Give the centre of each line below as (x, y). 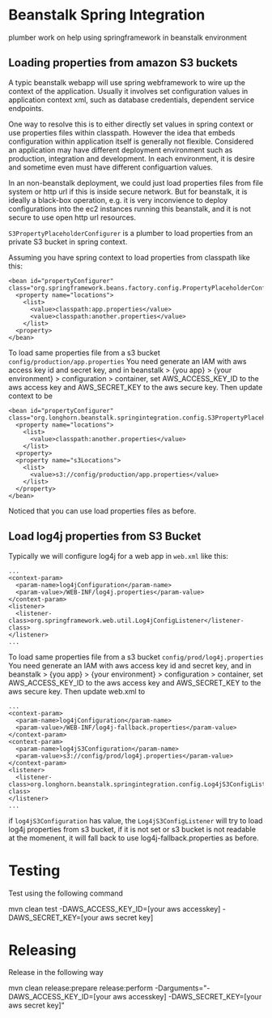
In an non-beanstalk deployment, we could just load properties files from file (136, 183)
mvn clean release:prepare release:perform (81, 988)
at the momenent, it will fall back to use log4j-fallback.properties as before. (134, 838)
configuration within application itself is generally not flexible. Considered (131, 141)
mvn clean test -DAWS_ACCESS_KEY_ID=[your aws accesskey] (115, 908)
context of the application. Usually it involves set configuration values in (128, 91)
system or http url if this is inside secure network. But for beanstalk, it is (128, 191)
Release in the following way (56, 973)
